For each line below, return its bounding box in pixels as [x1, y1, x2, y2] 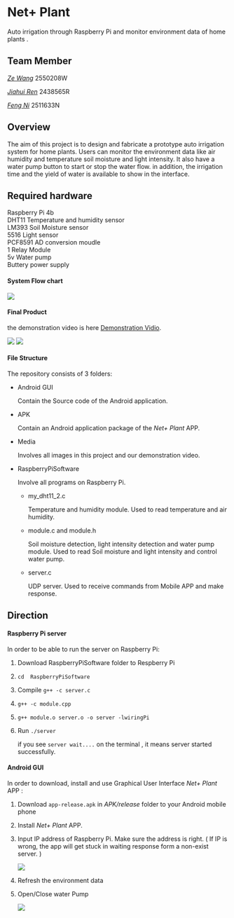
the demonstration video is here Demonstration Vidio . [7, 323, 162, 331]
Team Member [7, 55, 72, 67]
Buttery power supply [7, 261, 70, 269]
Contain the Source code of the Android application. [17, 397, 168, 405]
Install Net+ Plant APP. [17, 821, 83, 829]
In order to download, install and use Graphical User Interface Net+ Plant [7, 779, 217, 787]
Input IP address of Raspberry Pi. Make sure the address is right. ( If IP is [17, 835, 228, 843]
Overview [7, 121, 51, 133]
